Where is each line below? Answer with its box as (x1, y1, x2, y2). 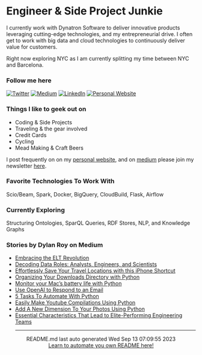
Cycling (14, 138, 34, 145)
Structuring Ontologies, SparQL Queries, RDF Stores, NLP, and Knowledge (6, 219, 191, 226)
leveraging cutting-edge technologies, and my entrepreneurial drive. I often (6, 30, 193, 37)
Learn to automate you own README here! (47, 342, 155, 349)
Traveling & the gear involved (14, 125, 88, 132)
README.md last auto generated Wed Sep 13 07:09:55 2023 (26, 335, 176, 343)
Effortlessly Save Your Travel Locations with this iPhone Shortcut (14, 267, 176, 275)
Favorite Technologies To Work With (6, 177, 115, 186)
